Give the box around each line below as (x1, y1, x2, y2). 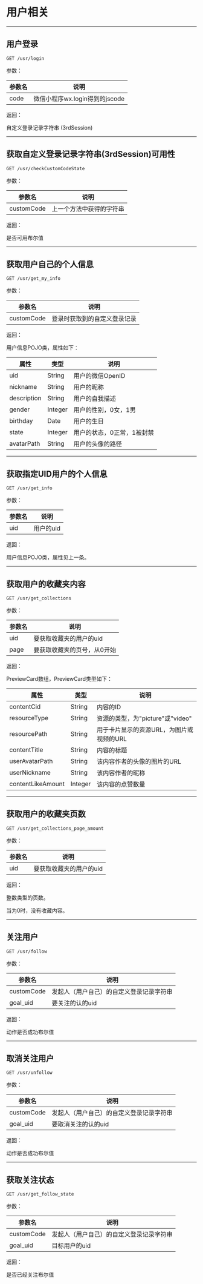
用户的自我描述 (73, 394, 117, 403)
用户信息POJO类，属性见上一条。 (6, 554, 90, 561)
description (9, 394, 42, 403)
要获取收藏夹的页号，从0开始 (33, 646, 117, 654)
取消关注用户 (6, 1053, 54, 1064)
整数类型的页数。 (6, 894, 49, 901)
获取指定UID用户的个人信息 (6, 469, 108, 479)
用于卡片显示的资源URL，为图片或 (96, 726, 193, 733)
